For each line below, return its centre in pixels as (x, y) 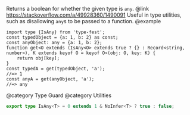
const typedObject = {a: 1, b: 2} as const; (62, 38)
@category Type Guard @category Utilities (59, 95)
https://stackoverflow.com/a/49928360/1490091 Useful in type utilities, (94, 15)
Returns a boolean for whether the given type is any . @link (78, 9)
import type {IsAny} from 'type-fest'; (56, 32)
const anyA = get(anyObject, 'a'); (50, 79)
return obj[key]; (38, 58)
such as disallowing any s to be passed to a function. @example (84, 21)
